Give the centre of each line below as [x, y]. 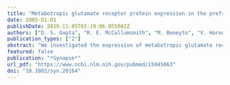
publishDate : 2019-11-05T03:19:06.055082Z [68, 26]
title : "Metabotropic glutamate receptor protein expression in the [107, 13]
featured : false [30, 52]
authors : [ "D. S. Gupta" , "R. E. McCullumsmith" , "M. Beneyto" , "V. [107, 33]
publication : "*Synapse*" [44, 58]
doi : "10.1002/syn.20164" [44, 71]
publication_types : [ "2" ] [44, 39]
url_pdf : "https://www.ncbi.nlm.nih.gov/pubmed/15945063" [91, 64]
